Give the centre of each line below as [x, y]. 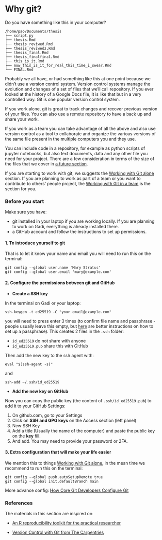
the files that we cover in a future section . [47, 163]
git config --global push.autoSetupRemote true [54, 477]
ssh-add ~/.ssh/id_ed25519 [32, 382]
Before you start [24, 201]
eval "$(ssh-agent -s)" [29, 364]
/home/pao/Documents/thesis [33, 31]
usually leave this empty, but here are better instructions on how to [87, 326]
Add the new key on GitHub [40, 391]
